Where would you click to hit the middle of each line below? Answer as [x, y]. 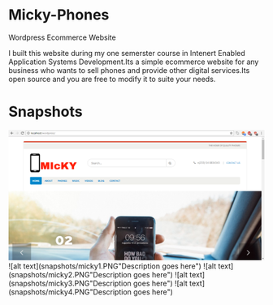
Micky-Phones [59, 15]
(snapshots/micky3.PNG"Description [70, 284]
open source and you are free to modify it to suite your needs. [112, 79]
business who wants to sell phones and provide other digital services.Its [129, 70]
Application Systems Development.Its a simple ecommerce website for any [134, 62]
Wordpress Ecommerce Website [62, 37]
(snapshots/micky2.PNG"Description [70, 275]
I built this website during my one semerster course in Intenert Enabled [127, 53]
